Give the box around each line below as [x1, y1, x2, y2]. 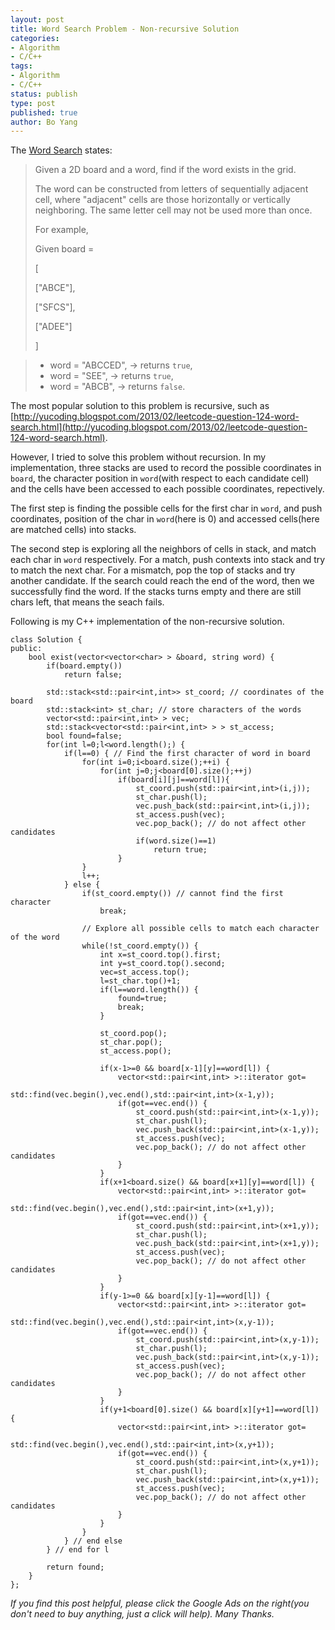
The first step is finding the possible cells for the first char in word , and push [10, 502, 323, 515]
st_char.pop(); [99, 1037, 163, 1048]
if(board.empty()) [46, 661, 123, 671]
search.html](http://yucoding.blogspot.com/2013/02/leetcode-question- [10, 421, 308, 433]
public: [10, 644, 43, 654]
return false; [63, 670, 123, 680]
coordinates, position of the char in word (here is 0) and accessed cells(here [10, 513, 320, 525]
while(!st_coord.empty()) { [81, 941, 199, 951]
